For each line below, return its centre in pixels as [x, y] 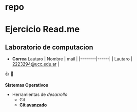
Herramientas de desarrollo [40, 94]
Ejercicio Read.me [42, 29]
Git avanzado [33, 105]
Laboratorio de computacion [49, 47]
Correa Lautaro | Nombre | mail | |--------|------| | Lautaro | [72, 59]
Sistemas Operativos [27, 85]
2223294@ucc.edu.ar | [36, 64]
